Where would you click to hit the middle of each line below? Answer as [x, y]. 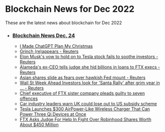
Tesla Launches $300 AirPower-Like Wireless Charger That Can [85, 109]
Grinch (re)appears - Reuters [49, 51]
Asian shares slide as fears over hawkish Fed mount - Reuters [82, 78]
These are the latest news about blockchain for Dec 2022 [63, 23]
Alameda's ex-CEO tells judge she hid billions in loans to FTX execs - [90, 67]
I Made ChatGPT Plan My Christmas [56, 46]
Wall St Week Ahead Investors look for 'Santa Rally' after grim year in [90, 83]
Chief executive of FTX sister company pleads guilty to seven [82, 93]
